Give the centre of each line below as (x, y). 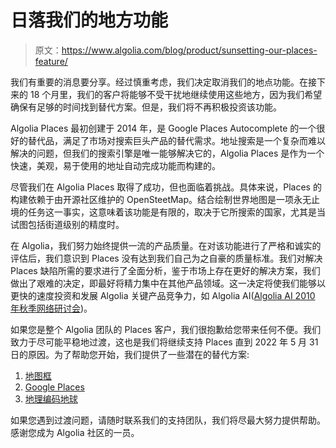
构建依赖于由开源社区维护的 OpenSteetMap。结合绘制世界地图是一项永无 (161, 199)
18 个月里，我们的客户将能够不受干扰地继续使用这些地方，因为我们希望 (176, 94)
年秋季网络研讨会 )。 (51, 308)
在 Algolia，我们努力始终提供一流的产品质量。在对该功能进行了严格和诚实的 (166, 245)
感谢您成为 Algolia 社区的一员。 (75, 432)
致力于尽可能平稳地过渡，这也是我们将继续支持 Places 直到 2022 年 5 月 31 (164, 342)
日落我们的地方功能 (89, 20)
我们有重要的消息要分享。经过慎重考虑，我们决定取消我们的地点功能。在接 (163, 82)
